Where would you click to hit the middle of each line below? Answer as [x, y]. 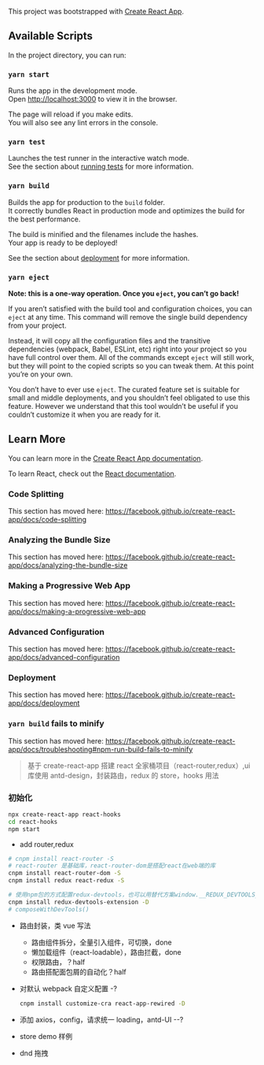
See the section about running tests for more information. [101, 167]
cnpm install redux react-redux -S [66, 881]
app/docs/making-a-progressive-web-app [77, 611]
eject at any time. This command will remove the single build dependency [128, 317]
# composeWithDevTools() [49, 909]
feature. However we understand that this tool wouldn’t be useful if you [123, 406]
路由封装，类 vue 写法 [55, 926]
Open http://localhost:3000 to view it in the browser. [93, 99]
